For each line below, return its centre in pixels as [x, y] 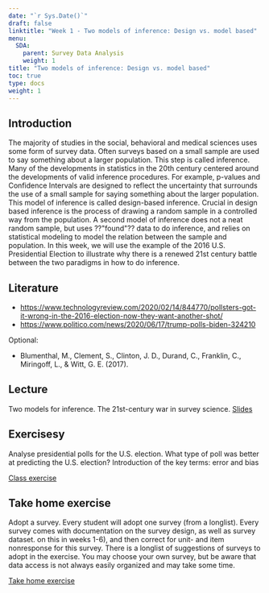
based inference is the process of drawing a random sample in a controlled [133, 211]
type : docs [27, 83]
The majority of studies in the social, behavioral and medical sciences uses [133, 143]
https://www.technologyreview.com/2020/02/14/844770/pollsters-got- [138, 307]
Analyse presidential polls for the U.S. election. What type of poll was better [134, 454]
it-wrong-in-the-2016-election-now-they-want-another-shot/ [121, 316]
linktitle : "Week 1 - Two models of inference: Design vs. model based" [133, 31]
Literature [33, 288]
